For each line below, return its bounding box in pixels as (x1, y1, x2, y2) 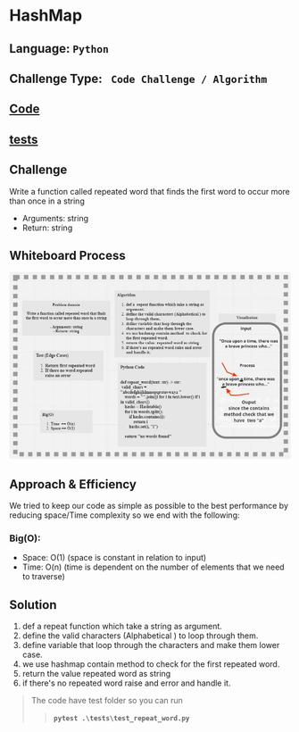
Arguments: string (21, 212, 89, 223)
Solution (9, 597, 57, 612)
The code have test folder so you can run (30, 695, 183, 706)
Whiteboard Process (9, 247, 127, 263)
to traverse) (21, 571, 65, 582)
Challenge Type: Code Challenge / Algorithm (9, 71, 268, 86)
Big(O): (9, 532, 41, 545)
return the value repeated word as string (21, 669, 171, 679)
